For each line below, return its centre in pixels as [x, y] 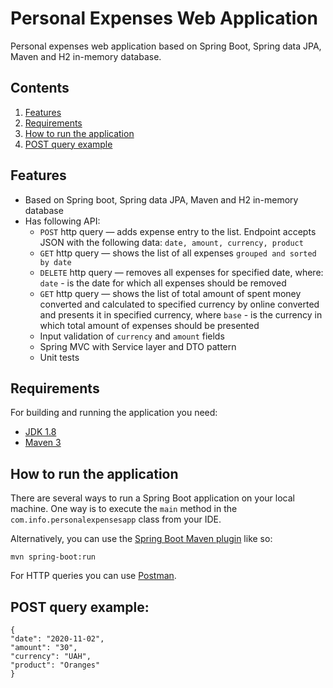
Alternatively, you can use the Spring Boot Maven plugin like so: [141, 539]
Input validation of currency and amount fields [132, 336]
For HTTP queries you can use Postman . [93, 576]
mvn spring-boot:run [53, 557]
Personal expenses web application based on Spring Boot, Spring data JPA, [166, 46]
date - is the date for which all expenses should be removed [163, 283]
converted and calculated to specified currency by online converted [179, 304]
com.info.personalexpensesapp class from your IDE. [116, 519]
